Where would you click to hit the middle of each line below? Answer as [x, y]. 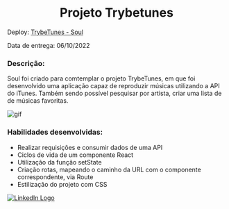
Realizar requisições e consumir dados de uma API [90, 147]
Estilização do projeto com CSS [62, 184]
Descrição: [26, 63]
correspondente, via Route [55, 177]
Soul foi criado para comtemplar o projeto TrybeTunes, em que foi [101, 78]
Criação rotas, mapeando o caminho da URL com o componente [109, 169]
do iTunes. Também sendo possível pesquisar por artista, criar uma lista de [114, 93]
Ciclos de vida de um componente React [75, 155]
